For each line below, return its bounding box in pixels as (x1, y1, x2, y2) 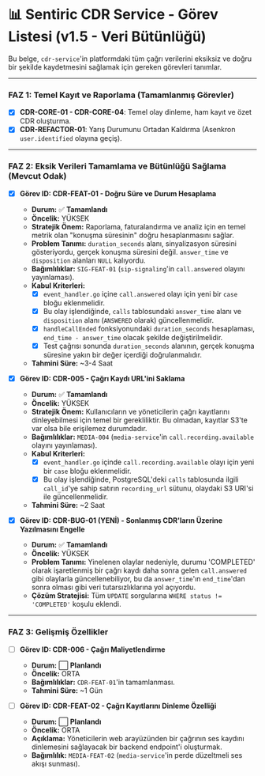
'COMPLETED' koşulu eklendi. (31, 600, 121, 609)
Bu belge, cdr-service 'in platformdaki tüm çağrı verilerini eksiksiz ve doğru (8, 54, 252, 63)
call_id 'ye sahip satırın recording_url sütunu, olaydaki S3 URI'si (43, 483, 254, 494)
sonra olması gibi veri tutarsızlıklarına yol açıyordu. (31, 582, 196, 592)
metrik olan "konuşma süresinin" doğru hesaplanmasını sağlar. (31, 230, 235, 240)
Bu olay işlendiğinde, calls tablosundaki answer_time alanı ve (43, 306, 242, 316)
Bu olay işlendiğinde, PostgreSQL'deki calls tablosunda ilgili (43, 475, 239, 484)
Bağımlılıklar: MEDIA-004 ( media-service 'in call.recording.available (31, 432, 255, 442)
